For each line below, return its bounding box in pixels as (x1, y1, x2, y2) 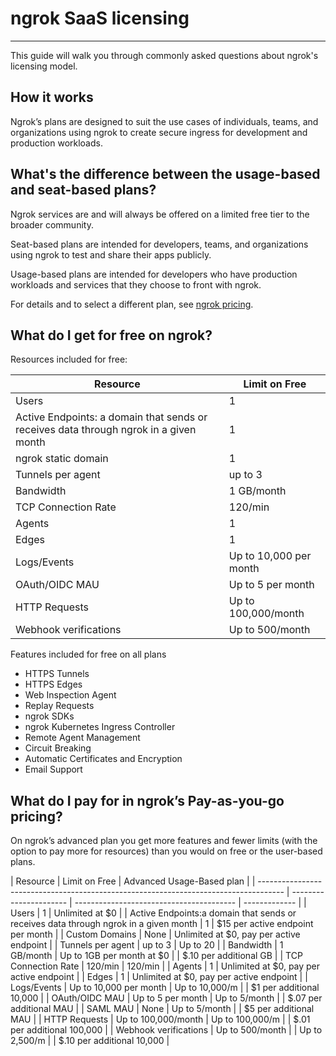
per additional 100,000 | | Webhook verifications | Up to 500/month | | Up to (10, 1024, 323, 1036)
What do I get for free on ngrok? (10, 327, 213, 344)
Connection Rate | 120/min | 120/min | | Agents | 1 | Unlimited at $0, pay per (10, 960, 321, 972)
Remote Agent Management (24, 732, 141, 744)
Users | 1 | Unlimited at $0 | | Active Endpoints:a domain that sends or (10, 907, 297, 919)
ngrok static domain (15, 452, 109, 466)
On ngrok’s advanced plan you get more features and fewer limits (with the (10, 835, 318, 847)
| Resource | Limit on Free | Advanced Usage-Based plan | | (10, 875, 256, 887)
